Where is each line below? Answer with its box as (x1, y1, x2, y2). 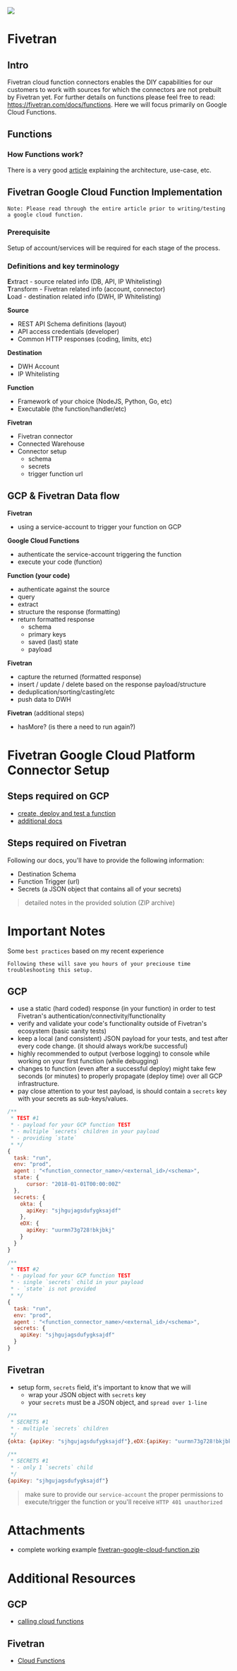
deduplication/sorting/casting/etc (17, 687, 115, 696)
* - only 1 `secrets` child (10, 1464, 93, 1471)
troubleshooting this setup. (7, 966, 93, 973)
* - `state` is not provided (10, 1285, 97, 1293)
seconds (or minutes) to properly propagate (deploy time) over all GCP (17, 1072, 223, 1080)
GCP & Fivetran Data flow (7, 490, 120, 502)
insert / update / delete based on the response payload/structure (17, 680, 207, 688)
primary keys (28, 630, 66, 638)
